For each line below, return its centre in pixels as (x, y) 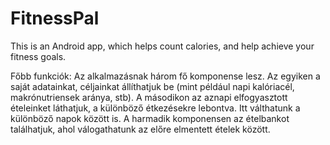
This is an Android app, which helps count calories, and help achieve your (162, 46)
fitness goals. (38, 56)
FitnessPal (55, 18)
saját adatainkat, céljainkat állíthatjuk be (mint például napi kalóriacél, (152, 86)
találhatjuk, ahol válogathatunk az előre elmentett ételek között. (140, 129)
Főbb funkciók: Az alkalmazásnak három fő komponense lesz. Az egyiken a (165, 76)
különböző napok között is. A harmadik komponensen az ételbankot (150, 118)
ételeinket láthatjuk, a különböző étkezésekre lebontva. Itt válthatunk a (155, 108)
